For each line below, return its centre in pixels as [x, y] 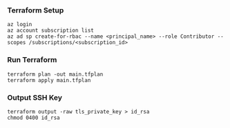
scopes [17, 43]
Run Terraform [32, 60]
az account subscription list [51, 31]
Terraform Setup [36, 10]
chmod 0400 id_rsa [33, 118]
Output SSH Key [35, 97]
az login [20, 25]
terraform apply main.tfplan [49, 80]
